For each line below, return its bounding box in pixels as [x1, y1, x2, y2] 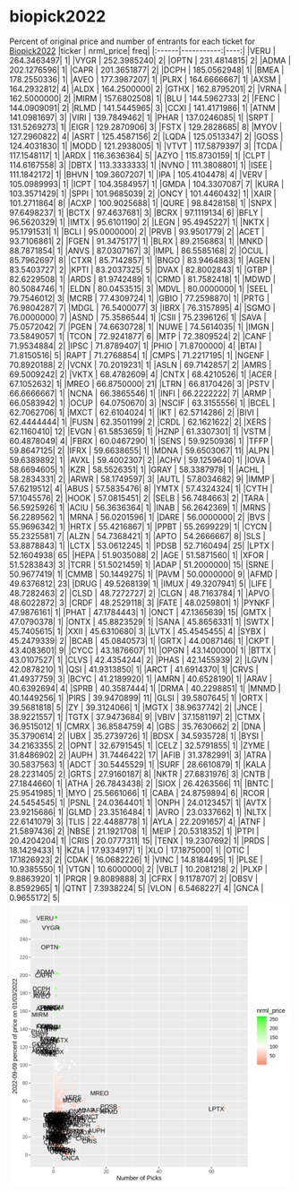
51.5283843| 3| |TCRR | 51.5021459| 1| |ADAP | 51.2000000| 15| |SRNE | [9, 559, 275, 570]
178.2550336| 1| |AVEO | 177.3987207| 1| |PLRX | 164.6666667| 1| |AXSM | [9, 73, 281, 84]
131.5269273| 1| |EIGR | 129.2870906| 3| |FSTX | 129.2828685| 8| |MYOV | [9, 121, 283, 132]
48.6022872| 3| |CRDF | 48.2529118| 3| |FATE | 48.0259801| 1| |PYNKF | [9, 597, 276, 608]
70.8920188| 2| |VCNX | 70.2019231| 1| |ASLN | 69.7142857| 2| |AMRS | [9, 359, 272, 370]
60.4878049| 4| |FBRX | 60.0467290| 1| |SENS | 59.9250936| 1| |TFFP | [9, 435, 274, 446]
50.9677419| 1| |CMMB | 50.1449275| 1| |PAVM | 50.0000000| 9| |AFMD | [9, 569, 278, 579]
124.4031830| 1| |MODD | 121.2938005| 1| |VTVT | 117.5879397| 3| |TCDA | [9, 141, 283, 151]
